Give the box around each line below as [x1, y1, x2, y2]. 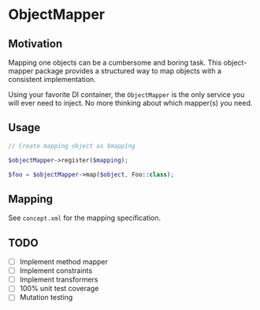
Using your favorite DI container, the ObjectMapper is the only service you [8, 90, 245, 99]
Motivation [8, 37, 63, 50]
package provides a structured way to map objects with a [35, 66, 222, 76]
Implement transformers [19, 275, 98, 285]
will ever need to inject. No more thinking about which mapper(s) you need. [8, 99, 253, 107]
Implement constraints [19, 266, 93, 275]
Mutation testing [19, 293, 73, 302]
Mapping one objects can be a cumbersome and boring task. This [8, 58, 222, 67]
